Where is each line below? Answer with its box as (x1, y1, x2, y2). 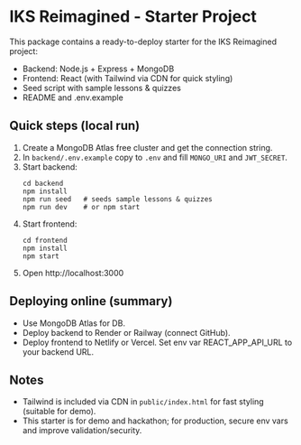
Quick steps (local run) (9, 118, 141, 134)
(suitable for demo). (22, 406, 96, 417)
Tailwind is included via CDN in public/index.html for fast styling (22, 396, 264, 407)
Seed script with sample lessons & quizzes (22, 82, 182, 93)
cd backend (22, 179, 64, 188)
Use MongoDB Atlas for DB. (22, 318, 126, 329)
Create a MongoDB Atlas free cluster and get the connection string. (22, 142, 273, 153)
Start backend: (22, 161, 78, 172)
